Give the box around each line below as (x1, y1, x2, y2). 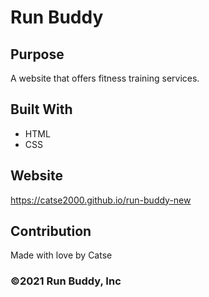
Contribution (10, 223, 92, 240)
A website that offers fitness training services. (10, 72, 200, 84)
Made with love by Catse (10, 249, 113, 261)
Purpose (10, 46, 65, 63)
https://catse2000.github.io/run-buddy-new (10, 194, 192, 206)
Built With (10, 101, 73, 118)
